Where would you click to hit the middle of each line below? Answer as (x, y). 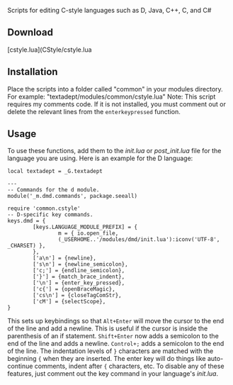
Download (30, 32)
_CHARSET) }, (27, 246)
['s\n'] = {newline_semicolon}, (81, 264)
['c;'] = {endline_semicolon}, (79, 271)
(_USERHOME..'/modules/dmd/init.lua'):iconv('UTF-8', (139, 240)
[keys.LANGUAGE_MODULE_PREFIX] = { (85, 227)
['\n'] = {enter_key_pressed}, (79, 283)
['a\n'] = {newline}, (65, 258)
